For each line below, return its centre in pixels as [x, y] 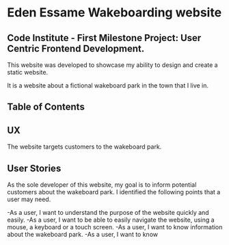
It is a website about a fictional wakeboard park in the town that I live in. [108, 86]
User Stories [34, 168]
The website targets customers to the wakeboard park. [84, 147]
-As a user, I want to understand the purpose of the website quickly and [108, 213]
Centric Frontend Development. [76, 48]
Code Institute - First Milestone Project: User [104, 38]
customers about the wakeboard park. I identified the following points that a [114, 192]
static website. [28, 72]
